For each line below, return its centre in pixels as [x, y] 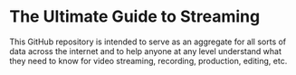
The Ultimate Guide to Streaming [135, 17]
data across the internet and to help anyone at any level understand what [146, 51]
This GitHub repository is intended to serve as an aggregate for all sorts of [148, 42]
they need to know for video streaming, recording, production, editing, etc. [148, 61]
